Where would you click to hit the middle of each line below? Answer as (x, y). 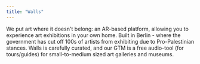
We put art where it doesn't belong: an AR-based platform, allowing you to (98, 29)
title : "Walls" (25, 12)
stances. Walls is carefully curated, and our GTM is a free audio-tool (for (95, 48)
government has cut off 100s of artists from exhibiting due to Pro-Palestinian (100, 41)
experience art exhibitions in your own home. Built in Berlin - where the (93, 35)
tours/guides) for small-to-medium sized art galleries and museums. (90, 54)
